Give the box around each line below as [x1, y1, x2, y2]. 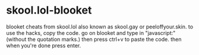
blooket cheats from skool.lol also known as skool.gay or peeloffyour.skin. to [6, 23, 194, 30]
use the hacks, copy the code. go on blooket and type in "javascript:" [6, 29, 176, 36]
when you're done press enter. [6, 42, 81, 49]
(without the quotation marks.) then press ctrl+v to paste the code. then [6, 35, 182, 43]
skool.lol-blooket [6, 4, 92, 17]
